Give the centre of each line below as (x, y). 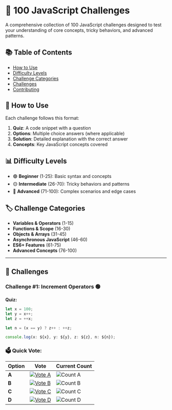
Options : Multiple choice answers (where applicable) (69, 133)
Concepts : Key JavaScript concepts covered (60, 144)
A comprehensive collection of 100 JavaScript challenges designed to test (83, 25)
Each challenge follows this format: (42, 118)
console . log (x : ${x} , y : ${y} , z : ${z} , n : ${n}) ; (60, 337)
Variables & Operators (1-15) (43, 223)
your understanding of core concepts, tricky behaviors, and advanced (79, 30)
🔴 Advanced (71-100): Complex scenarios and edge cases (74, 191)
